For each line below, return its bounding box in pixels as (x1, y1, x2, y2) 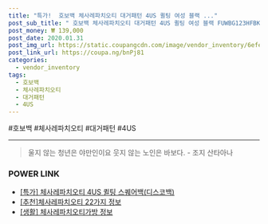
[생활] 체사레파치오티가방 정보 (19, 207, 113, 217)
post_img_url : (8, 41, 56, 49)
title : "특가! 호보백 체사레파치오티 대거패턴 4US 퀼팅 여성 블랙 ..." (8, 11, 218, 20)
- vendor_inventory (15, 64, 81, 72)
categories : (8, 57, 48, 65)
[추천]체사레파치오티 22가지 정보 (19, 197, 122, 207)
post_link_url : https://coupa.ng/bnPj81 (8, 49, 145, 57)
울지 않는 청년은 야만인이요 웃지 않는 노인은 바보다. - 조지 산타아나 (27, 148, 234, 158)
